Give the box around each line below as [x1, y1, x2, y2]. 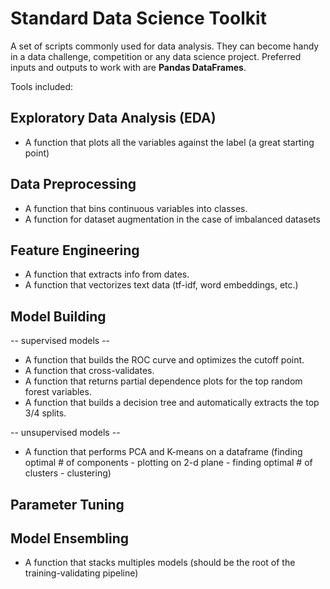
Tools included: [10, 80, 74, 92]
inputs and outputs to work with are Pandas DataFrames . [10, 61, 247, 73]
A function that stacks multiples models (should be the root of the [24, 557, 296, 569]
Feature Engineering [10, 242, 140, 259]
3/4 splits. [24, 407, 67, 419]
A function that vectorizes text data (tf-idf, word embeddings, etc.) [24, 279, 299, 291]
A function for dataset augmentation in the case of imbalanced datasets [24, 213, 321, 225]
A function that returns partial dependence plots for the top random [24, 375, 303, 387]
